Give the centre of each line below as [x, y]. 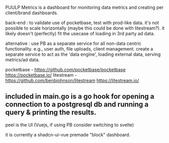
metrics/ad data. [22, 60]
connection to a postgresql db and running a [77, 104]
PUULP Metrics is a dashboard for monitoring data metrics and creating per [84, 7]
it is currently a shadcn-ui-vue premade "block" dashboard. [68, 134]
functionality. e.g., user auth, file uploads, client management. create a [79, 49]
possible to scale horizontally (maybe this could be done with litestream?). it [85, 28]
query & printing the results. [51, 113]
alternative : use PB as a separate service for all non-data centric [73, 43]
